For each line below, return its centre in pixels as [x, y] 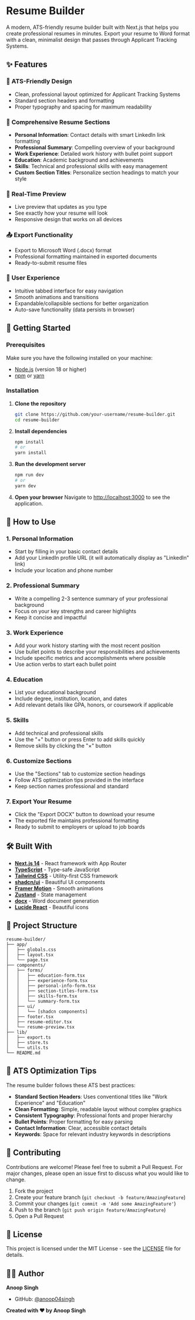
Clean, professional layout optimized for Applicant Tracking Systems [97, 94]
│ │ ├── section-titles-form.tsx [52, 991]
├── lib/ [17, 1032]
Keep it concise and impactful [51, 617]
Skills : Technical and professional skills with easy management [91, 166]
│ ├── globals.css [31, 950]
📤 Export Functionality [40, 235]
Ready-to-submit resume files [51, 262]
